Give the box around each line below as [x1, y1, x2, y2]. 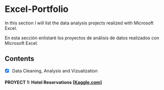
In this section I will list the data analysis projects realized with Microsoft [5, 20, 154, 26]
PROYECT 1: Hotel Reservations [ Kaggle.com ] [5, 80, 102, 86]
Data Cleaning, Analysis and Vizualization [12, 68, 98, 74]
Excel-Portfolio [5, 3, 69, 15]
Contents [5, 55, 35, 63]
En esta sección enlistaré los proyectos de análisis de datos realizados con [5, 35, 159, 41]
